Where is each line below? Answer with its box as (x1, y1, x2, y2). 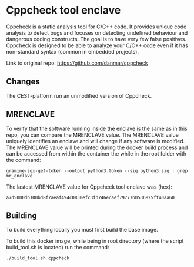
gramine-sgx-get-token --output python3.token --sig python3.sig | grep (6, 167, 188, 174)
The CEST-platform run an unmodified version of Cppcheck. (6, 92, 152, 99)
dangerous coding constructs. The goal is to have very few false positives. (6, 35, 187, 42)
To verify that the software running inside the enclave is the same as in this (6, 125, 188, 132)
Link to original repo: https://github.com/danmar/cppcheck (6, 60, 148, 67)
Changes (6, 77, 40, 87)
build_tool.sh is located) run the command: (6, 244, 109, 251)
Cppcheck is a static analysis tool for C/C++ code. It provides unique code (6, 23, 187, 30)
